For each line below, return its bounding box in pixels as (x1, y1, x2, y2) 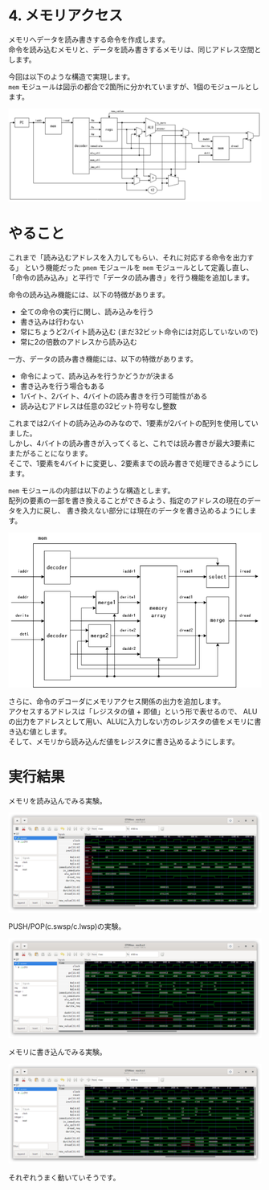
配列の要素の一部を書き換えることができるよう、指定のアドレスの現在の (8, 495, 247, 505)
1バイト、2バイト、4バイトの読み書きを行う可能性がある (19, 391, 208, 401)
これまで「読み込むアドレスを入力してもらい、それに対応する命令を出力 (8, 252, 247, 262)
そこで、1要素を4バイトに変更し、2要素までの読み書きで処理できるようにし (8, 458, 259, 468)
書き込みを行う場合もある (19, 381, 105, 391)
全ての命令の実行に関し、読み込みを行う (19, 306, 154, 317)
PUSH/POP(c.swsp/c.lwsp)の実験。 (8, 922, 126, 931)
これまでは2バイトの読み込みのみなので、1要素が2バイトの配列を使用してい (8, 418, 259, 427)
